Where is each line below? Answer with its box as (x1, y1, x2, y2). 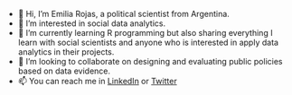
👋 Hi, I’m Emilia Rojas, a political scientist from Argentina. (17, 9, 231, 19)
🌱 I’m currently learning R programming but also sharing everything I (17, 28, 273, 38)
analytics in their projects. (17, 47, 115, 57)
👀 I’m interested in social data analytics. (17, 18, 165, 29)
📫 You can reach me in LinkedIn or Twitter (17, 76, 178, 86)
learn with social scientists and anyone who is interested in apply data (17, 37, 278, 47)
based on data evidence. (17, 65, 111, 76)
